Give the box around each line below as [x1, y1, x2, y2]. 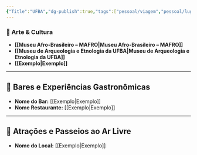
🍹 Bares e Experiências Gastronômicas [6, 82, 151, 92]
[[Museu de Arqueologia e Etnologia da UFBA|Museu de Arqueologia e [14, 47, 189, 54]
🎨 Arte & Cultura [6, 27, 53, 36]
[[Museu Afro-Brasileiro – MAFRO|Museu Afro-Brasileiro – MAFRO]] [14, 41, 184, 48]
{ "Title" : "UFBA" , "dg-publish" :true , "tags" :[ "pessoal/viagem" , [6, 8, 161, 15]
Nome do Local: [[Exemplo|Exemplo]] [14, 142, 106, 149]
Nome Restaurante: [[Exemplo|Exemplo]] [14, 104, 116, 111]
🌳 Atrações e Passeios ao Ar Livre [6, 126, 131, 136]
